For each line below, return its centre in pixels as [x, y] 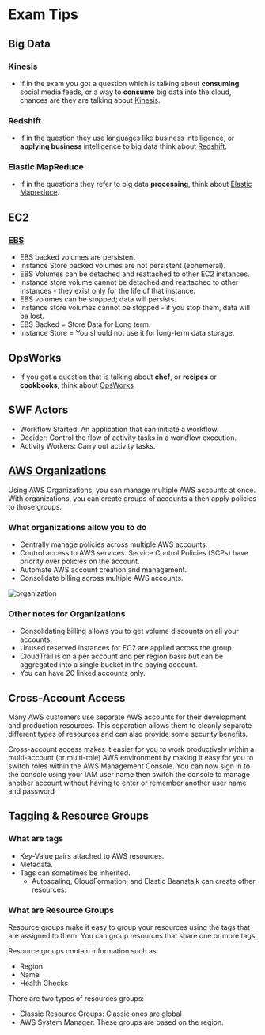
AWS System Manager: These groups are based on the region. [121, 1022]
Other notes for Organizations [67, 613]
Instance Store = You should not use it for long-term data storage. [127, 333]
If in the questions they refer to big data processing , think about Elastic [136, 184]
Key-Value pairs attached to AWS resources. [92, 855]
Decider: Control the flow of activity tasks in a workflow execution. [128, 438]
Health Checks [44, 983]
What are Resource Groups [61, 910]
